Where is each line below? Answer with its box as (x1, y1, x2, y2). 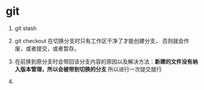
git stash (14, 24, 37, 32)
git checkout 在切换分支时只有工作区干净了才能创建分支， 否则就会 (14, 37, 184, 44)
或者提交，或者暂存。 (25, 45, 80, 52)
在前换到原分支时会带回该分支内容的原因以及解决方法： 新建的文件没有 (14, 58, 193, 65)
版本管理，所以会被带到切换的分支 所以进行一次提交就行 (20, 66, 162, 73)
